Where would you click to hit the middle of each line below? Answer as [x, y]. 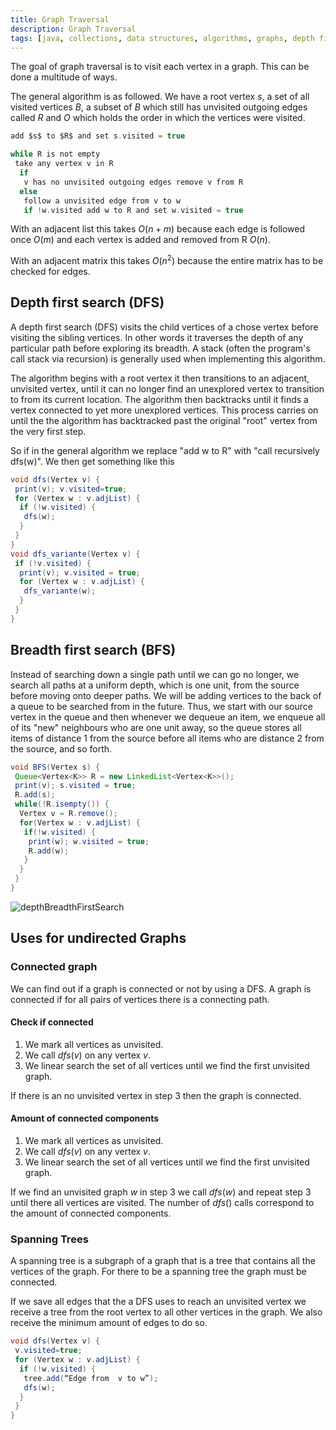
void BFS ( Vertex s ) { [55, 767]
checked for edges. [50, 272]
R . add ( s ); [35, 795]
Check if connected [52, 1022]
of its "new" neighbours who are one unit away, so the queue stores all [156, 727]
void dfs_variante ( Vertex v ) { [75, 554]
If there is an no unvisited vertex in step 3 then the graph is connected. [156, 1095]
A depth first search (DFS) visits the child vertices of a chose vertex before [164, 327]
